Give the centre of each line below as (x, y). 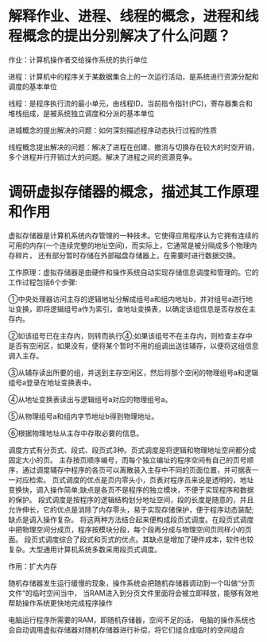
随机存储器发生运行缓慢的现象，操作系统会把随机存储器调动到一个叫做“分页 (132, 583)
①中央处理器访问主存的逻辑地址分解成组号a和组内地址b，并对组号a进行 (127, 299)
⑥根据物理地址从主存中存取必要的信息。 (76, 433)
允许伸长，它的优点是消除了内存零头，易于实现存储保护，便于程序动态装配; (131, 509)
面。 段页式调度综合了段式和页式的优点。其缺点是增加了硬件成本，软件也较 (131, 539)
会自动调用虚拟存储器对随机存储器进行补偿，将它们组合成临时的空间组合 (126, 629)
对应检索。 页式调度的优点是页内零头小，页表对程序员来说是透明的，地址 (134, 480)
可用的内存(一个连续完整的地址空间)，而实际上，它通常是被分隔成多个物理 (129, 245)
